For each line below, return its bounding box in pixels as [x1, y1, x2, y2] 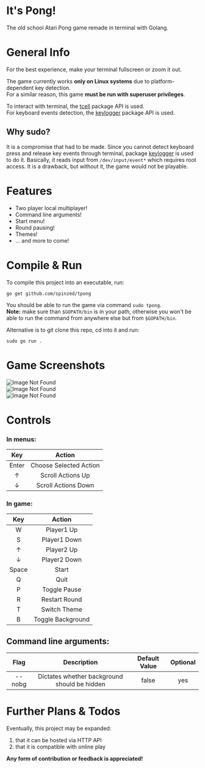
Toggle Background [33, 615, 90, 624]
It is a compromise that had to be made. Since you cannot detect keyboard [6, 143, 194, 150]
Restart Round [41, 595, 82, 604]
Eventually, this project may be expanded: [6, 724, 112, 732]
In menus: [6, 435, 37, 443]
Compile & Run [6, 258, 82, 272]
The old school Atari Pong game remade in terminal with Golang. [6, 24, 169, 31]
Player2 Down [41, 555, 82, 564]
